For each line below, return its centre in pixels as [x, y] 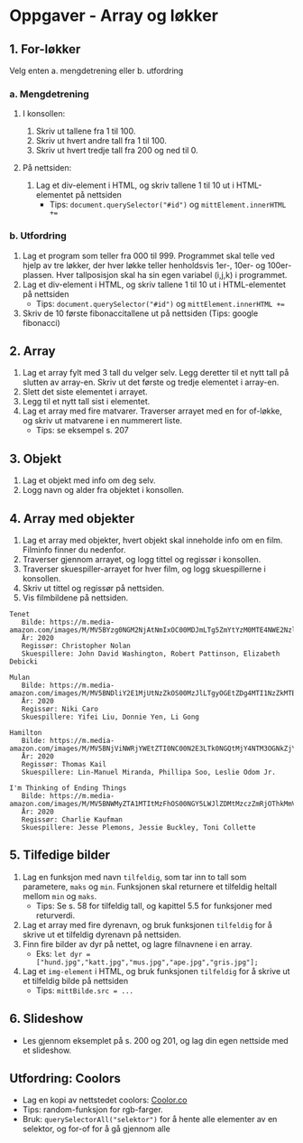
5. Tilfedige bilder [60, 855]
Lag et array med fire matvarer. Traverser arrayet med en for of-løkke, [152, 411]
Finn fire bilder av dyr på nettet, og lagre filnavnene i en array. [137, 943]
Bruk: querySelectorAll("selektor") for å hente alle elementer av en [150, 1120]
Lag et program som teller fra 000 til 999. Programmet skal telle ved [148, 256]
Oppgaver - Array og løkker [114, 16]
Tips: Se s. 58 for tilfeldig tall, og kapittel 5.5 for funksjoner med [154, 906]
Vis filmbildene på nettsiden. [75, 598]
